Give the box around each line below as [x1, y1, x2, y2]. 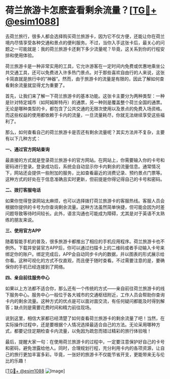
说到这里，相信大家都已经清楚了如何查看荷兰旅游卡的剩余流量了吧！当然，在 [5, 315, 165, 321]
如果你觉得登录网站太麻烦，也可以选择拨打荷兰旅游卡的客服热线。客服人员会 [5, 198, 165, 204]
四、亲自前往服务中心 [5, 274, 50, 280]
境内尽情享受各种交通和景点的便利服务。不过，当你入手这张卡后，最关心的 [5, 39, 160, 46]
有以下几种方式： [5, 135, 41, 141]
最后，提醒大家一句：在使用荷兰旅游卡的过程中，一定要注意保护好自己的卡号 [5, 338, 165, 344]
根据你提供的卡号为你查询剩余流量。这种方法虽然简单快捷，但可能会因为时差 [5, 204, 165, 210]
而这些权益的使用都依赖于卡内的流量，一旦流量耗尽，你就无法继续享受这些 [5, 112, 160, 118]
